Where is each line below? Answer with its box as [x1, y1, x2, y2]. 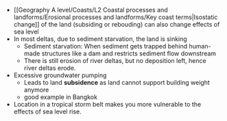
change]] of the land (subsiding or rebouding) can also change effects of [13, 21, 220, 28]
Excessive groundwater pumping [13, 71, 107, 79]
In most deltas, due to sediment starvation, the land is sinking [13, 35, 187, 43]
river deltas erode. [23, 64, 76, 72]
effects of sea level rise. [13, 107, 82, 116]
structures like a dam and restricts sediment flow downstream [41, 49, 217, 57]
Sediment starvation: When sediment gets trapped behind [23, 42, 188, 50]
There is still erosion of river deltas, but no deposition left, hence [23, 57, 207, 64]
